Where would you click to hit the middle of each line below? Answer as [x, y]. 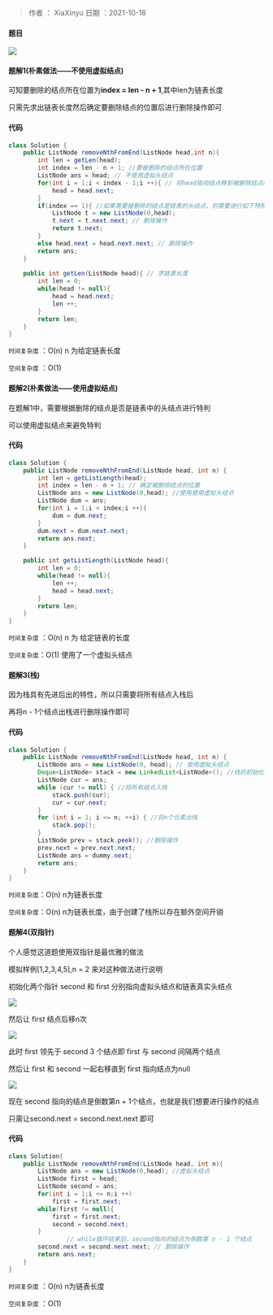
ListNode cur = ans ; [72, 780]
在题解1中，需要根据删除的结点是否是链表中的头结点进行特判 [110, 408]
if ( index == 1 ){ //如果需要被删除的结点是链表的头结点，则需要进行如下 [146, 206]
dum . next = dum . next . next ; [83, 531]
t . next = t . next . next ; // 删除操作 [110, 221]
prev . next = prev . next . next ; [87, 848]
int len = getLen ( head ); [80, 161]
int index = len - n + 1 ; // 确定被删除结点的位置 [119, 486]
